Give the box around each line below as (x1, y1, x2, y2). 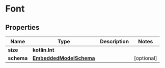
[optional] (133, 55, 157, 61)
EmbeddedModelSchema (32, 55, 95, 61)
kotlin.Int (32, 46, 54, 53)
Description (100, 38, 129, 45)
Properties (5, 23, 40, 32)
